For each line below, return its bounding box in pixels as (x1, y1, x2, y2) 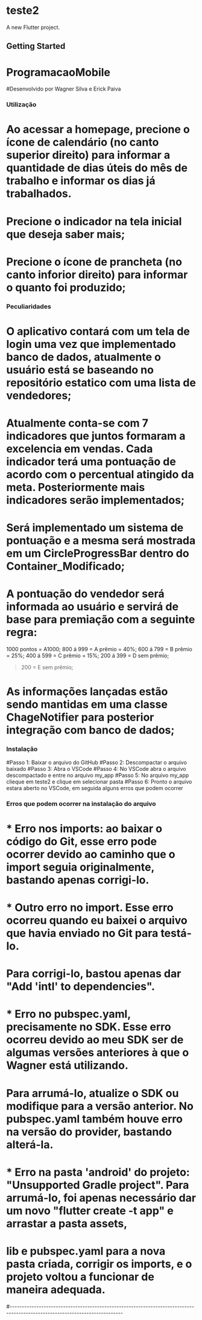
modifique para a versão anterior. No (6, 1099, 194, 1113)
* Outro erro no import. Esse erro (6, 901, 174, 914)
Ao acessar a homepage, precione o (6, 123, 190, 137)
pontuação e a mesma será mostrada (6, 534, 196, 547)
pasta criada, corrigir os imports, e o (6, 1257, 192, 1270)
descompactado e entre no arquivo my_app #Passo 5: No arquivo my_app (6, 771, 189, 779)
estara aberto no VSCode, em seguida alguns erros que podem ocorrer (6, 784, 183, 791)
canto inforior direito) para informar (6, 268, 188, 282)
